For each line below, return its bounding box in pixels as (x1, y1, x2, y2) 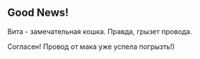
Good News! (7, 6, 69, 19)
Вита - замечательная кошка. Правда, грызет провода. (7, 26, 193, 36)
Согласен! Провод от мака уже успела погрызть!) (7, 42, 176, 51)
